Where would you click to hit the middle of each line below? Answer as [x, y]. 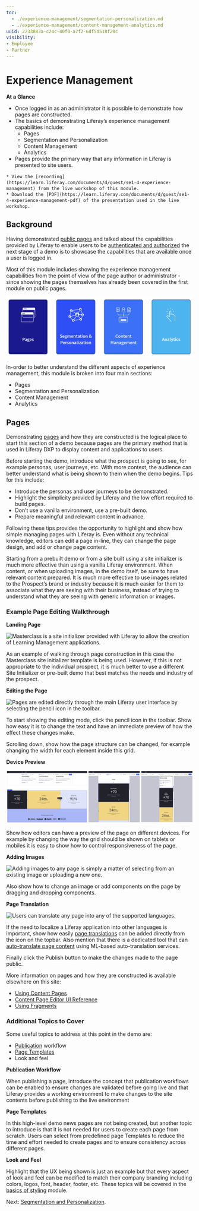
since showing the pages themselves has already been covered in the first [97, 282]
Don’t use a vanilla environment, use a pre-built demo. [81, 510]
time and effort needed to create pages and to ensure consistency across [96, 1142]
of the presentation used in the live [131, 200]
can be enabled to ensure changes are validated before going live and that [97, 1087]
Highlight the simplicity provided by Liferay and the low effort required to [104, 497]
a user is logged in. [29, 258]
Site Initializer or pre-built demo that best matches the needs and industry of [100, 673]
